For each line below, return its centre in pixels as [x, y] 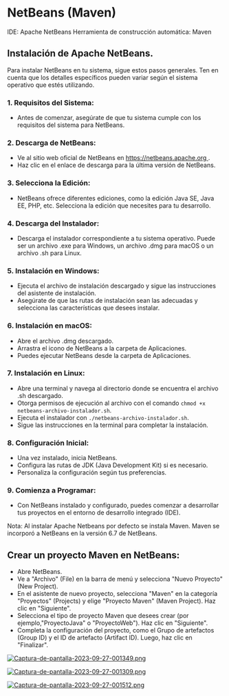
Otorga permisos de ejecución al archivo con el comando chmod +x [111, 403]
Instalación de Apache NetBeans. [80, 53]
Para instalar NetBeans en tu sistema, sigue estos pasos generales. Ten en [113, 70]
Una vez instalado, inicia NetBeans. [67, 458]
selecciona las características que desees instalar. [88, 308]
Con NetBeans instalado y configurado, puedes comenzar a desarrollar [118, 506]
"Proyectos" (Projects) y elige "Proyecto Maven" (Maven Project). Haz [117, 601]
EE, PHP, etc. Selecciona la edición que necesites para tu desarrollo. [114, 206]
